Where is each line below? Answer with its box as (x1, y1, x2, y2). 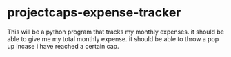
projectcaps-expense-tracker (7, 5, 181, 21)
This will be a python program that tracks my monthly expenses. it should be (7, 27, 224, 36)
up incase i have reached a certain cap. (7, 42, 119, 50)
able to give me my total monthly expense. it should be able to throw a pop (7, 34, 219, 43)
